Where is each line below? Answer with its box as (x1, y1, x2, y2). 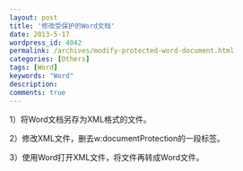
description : (9, 80, 58, 89)
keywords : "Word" (9, 72, 74, 81)
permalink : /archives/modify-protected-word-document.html (9, 47, 235, 56)
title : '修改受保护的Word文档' (9, 21, 116, 30)
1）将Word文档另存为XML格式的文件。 (9, 114, 152, 124)
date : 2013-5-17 (9, 30, 70, 38)
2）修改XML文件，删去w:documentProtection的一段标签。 (9, 133, 226, 143)
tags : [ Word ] (9, 64, 58, 73)
